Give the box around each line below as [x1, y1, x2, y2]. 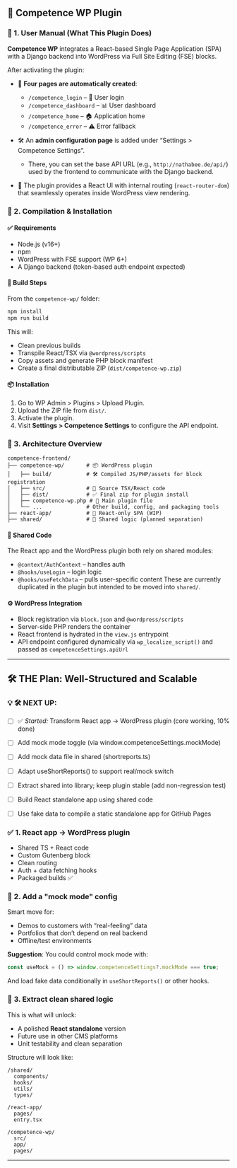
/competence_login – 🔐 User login [28, 93, 125, 101]
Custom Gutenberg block [17, 851, 91, 860]
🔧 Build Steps [7, 279, 47, 287]
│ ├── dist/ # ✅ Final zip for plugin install [7, 491, 189, 499]
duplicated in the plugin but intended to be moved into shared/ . [17, 583, 201, 591]
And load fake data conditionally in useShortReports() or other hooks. [7, 977, 209, 985]
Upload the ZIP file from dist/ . [17, 406, 107, 415]
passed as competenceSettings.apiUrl [17, 644, 128, 653]
